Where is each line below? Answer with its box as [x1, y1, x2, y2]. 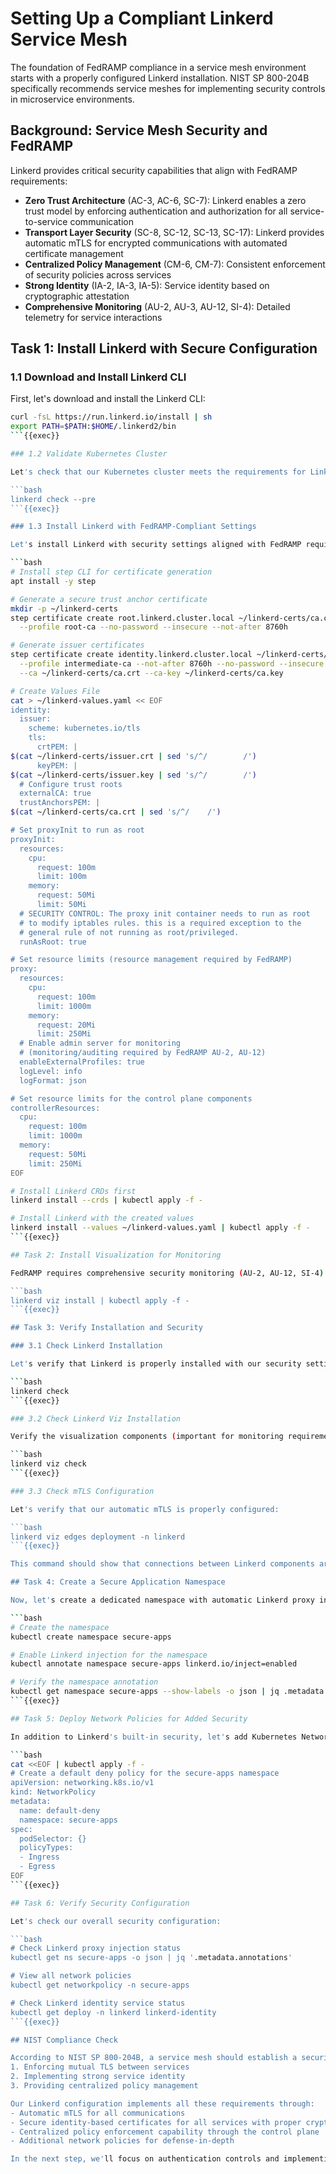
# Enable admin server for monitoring [19, 1038, 182, 1049]
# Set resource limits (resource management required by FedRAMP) [10, 955, 293, 965]
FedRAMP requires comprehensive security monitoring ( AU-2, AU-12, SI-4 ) [10, 1268, 325, 1278]
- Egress [19, 1862, 56, 1872]
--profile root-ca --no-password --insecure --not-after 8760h [19, 622, 288, 632]
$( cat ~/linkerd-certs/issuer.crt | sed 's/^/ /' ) [10, 751, 257, 761]
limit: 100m [36, 872, 87, 882]
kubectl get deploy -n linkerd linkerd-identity [10, 2007, 217, 2017]
